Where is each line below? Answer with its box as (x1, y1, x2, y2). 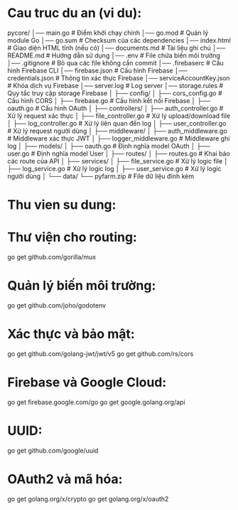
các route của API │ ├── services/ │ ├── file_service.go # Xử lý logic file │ (7, 156, 229, 165)
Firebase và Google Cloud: (7, 374, 167, 391)
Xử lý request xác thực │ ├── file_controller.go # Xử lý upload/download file (7, 112, 231, 120)
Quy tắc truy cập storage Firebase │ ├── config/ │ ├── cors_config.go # (7, 89, 222, 97)
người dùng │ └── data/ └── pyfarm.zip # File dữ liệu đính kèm (7, 172, 195, 180)
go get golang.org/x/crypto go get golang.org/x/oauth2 (7, 494, 169, 503)
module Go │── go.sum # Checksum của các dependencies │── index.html (7, 36, 231, 44)
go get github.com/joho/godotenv (7, 301, 107, 310)
